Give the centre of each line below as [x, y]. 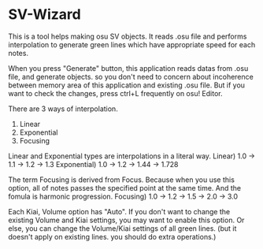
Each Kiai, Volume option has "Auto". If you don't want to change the [119, 211]
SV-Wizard [44, 15]
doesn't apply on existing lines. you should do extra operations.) [112, 236]
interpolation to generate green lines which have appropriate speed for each [132, 44]
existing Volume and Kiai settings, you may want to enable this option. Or [126, 220]
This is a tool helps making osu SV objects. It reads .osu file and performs [128, 36]
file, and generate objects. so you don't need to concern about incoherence [131, 76]
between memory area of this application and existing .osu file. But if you [127, 85]
